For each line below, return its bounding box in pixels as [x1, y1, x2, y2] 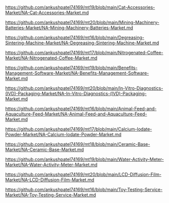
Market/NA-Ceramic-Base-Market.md [5, 147, 84, 153]
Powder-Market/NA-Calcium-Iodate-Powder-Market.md [5, 131, 122, 138]
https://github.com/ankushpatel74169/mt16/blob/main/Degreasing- [5, 35, 145, 40]
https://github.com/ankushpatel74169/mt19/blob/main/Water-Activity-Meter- [5, 156, 164, 162]
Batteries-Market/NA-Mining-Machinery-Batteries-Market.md [5, 25, 134, 31]
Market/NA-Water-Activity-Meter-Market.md [5, 162, 97, 168]
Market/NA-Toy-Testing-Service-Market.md [5, 192, 96, 198]
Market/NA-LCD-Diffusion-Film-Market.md [5, 177, 94, 183]
